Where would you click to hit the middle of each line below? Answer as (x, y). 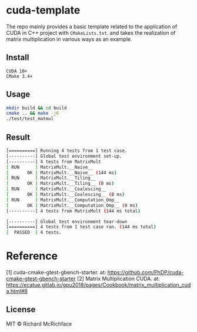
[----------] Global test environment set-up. (64, 156)
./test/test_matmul (30, 119)
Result (18, 137)
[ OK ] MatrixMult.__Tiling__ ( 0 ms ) (60, 184)
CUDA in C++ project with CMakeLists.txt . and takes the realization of (91, 32)
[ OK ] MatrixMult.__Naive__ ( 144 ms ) (61, 172)
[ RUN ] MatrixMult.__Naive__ (50, 167)
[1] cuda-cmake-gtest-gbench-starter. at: (56, 273)
